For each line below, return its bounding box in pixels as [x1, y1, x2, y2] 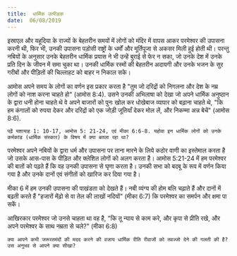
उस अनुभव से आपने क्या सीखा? [7, 242, 76, 249]
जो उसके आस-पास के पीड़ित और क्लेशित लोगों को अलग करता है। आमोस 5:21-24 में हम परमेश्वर [7, 154, 227, 162]
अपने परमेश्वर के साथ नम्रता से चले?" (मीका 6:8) [7, 221, 118, 230]
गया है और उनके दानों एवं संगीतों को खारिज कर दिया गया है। [7, 170, 141, 178]
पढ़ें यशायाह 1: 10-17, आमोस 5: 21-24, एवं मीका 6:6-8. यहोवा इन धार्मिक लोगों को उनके [7, 128, 222, 135]
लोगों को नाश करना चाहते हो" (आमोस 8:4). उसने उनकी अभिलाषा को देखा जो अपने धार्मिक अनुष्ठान [7, 90, 229, 99]
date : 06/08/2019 [7, 17, 61, 24]
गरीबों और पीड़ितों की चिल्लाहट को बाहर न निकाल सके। [7, 68, 131, 76]
